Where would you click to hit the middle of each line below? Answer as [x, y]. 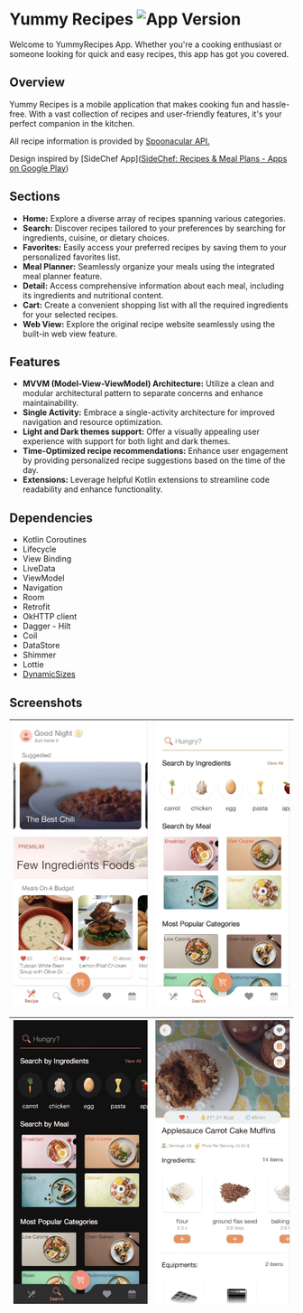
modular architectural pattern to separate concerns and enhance [142, 393]
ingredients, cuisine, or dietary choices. [96, 237]
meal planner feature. [62, 276]
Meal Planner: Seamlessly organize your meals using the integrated [148, 266]
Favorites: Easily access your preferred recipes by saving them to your [154, 247]
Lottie [33, 665]
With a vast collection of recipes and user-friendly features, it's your [155, 114]
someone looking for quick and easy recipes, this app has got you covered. [149, 53]
